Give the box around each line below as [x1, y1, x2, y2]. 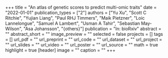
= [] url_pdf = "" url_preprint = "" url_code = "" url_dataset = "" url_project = [5, 36, 162, 42]
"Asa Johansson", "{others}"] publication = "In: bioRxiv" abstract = [23, 26, 162, 32]
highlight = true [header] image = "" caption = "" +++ [5, 47, 116, 53]
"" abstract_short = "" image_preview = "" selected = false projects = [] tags [5, 31, 163, 37]
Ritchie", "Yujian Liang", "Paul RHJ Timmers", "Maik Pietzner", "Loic [5, 15, 145, 21]
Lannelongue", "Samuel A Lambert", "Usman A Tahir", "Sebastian [5, 20, 140, 26]
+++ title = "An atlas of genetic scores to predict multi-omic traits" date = [5, 5, 157, 10]
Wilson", [5, 26, 23, 32]
